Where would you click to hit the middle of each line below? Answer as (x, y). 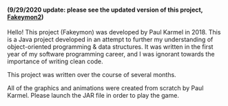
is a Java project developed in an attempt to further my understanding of (110, 40)
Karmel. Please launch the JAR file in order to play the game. (93, 96)
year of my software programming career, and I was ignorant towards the (111, 54)
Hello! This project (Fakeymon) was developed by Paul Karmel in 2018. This (114, 32)
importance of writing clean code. (55, 61)
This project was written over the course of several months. (92, 75)
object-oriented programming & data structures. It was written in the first (110, 47)
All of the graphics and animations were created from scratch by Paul (105, 88)
